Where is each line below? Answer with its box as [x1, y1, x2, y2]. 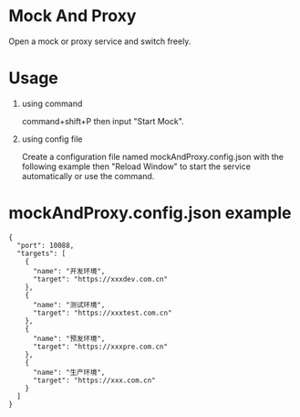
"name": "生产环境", [32, 368, 106, 377]
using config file [21, 134, 83, 144]
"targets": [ [16, 249, 67, 258]
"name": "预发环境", [32, 334, 106, 343]
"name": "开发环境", [32, 266, 106, 275]
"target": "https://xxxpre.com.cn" [32, 342, 169, 351]
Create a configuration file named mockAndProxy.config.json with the [21, 151, 284, 162]
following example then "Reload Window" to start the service [21, 161, 252, 172]
